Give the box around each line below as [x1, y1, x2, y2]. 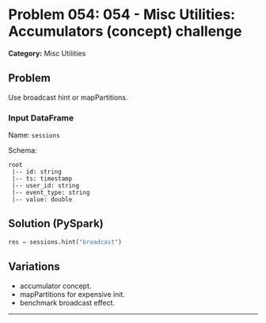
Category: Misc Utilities [8, 48, 86, 58]
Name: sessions [8, 131, 61, 140]
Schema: [8, 146, 37, 155]
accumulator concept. [19, 281, 92, 291]
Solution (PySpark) [8, 217, 104, 230]
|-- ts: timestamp [11, 175, 73, 183]
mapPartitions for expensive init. [19, 289, 125, 298]
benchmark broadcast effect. [19, 298, 116, 307]
